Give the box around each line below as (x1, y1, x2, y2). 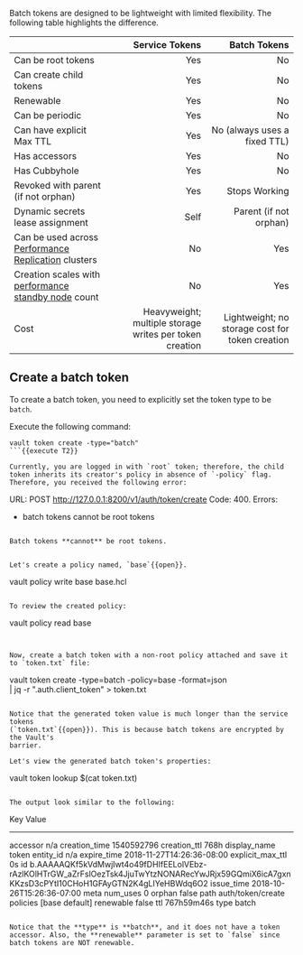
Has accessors (14, 150, 78, 162)
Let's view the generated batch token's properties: (9, 756, 212, 765)
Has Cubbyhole (14, 164, 79, 177)
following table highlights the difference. (9, 17, 160, 28)
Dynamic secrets (14, 205, 86, 218)
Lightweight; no (224, 311, 289, 323)
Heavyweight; (142, 306, 202, 318)
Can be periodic (14, 109, 82, 121)
